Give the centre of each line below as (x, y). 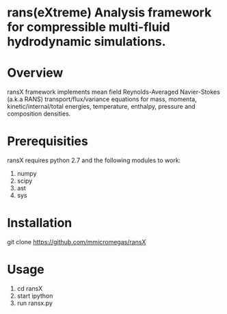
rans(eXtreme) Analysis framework (109, 13)
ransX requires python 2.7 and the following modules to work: (94, 160)
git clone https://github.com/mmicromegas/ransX (77, 242)
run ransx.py (35, 303)
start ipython (35, 296)
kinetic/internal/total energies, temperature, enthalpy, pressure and (102, 107)
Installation (40, 223)
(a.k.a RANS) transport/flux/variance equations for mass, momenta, (102, 99)
